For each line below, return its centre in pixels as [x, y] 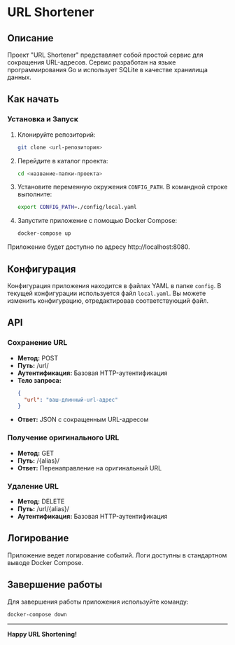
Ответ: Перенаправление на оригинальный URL [90, 468]
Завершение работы [55, 585]
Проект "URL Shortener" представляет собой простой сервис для [106, 55]
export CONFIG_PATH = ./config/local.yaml [77, 208]
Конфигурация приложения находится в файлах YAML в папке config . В [114, 286]
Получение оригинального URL [63, 437]
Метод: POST [38, 358]
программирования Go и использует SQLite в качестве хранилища [108, 70]
